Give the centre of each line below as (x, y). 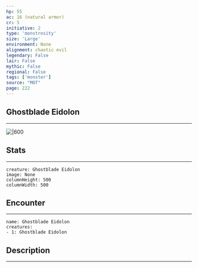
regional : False (26, 72)
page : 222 (18, 88)
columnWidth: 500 (27, 185)
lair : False (21, 61)
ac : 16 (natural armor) (35, 17)
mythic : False (24, 66)
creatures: (19, 227)
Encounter (26, 203)
